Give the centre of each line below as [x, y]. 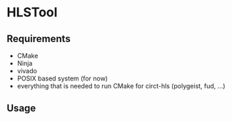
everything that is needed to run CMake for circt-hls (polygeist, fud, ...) [121, 86]
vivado [27, 71]
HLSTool [32, 12]
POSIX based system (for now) [62, 78]
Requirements [39, 39]
